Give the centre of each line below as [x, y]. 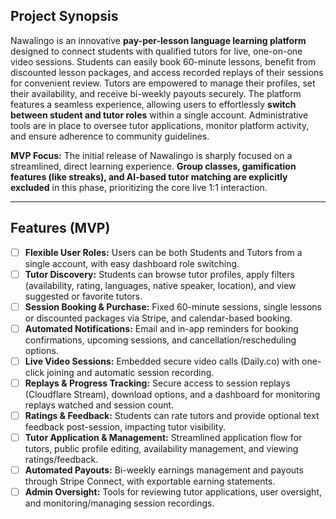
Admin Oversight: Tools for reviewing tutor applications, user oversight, [173, 492]
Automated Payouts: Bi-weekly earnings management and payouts [164, 470]
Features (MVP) [60, 228]
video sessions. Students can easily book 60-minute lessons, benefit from [163, 61]
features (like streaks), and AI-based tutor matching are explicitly [149, 176]
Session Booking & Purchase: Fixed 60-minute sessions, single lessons [173, 306]
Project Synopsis [64, 16]
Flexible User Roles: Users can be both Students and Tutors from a [163, 252]
